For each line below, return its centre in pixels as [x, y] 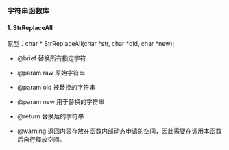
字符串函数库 [28, 10]
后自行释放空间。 [41, 140]
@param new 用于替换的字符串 [61, 102]
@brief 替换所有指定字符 [51, 58]
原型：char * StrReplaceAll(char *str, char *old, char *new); [91, 44]
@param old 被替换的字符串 [56, 88]
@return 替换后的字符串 [50, 116]
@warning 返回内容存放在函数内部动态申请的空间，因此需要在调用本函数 [119, 131]
